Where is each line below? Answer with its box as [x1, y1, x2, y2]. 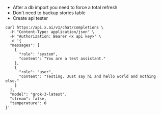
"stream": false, [10, 96, 47, 101]
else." [5, 78, 19, 83]
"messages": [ [10, 43, 40, 48]
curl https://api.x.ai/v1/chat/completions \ [5, 25, 103, 30]
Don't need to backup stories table [12, 10, 86, 16]
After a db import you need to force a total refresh [12, 5, 118, 10]
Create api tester [12, 15, 48, 21]
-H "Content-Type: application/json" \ [10, 30, 95, 35]
